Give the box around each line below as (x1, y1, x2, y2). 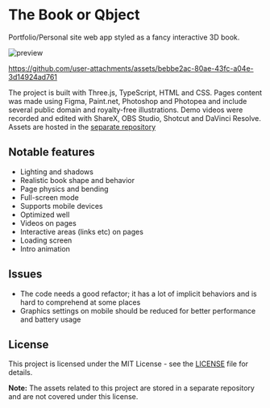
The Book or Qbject (8, 6, 140, 24)
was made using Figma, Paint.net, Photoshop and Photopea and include (8, 96, 247, 106)
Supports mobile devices (19, 201, 103, 210)
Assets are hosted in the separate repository (8, 122, 156, 131)
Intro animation (19, 244, 71, 253)
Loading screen (19, 235, 73, 245)
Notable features (8, 145, 95, 159)
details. (8, 368, 33, 377)
